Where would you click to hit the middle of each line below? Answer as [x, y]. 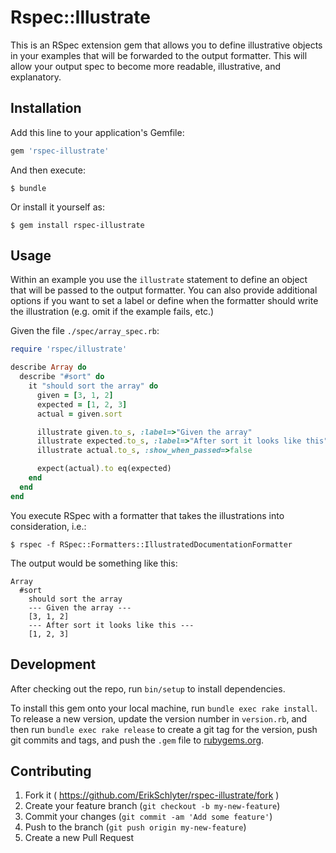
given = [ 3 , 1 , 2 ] [75, 395]
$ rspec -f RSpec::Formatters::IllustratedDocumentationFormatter [151, 544]
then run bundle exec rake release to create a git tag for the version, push [164, 729]
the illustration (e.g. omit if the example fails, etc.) [112, 312]
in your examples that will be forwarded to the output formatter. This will [159, 55]
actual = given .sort [79, 414]
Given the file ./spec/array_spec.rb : [85, 331]
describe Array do [48, 367]
